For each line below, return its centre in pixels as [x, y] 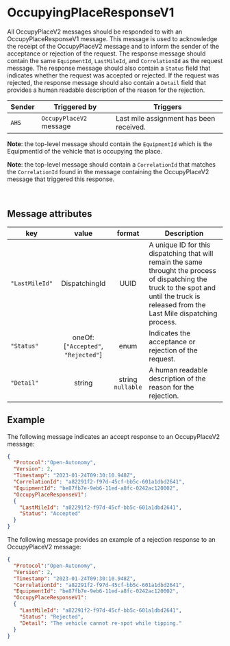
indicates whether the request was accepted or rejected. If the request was [113, 75]
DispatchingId [84, 283]
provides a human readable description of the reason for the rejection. [106, 90]
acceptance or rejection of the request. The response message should [106, 53]
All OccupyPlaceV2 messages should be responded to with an [95, 32]
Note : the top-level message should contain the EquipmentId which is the [110, 144]
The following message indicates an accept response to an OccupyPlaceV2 [114, 436]
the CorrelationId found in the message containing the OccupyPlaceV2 [108, 171]
